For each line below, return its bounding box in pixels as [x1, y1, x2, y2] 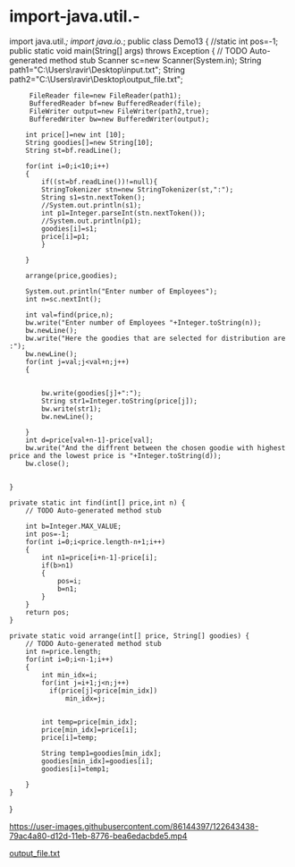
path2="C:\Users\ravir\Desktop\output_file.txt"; [9, 73, 183, 84]
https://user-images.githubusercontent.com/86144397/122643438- [9, 820, 259, 831]
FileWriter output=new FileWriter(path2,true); [29, 106, 210, 115]
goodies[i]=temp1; [41, 764, 110, 773]
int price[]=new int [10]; [25, 130, 126, 140]
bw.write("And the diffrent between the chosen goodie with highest [25, 443, 286, 453]
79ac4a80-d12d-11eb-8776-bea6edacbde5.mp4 [9, 830, 188, 841]
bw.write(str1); [41, 404, 102, 413]
